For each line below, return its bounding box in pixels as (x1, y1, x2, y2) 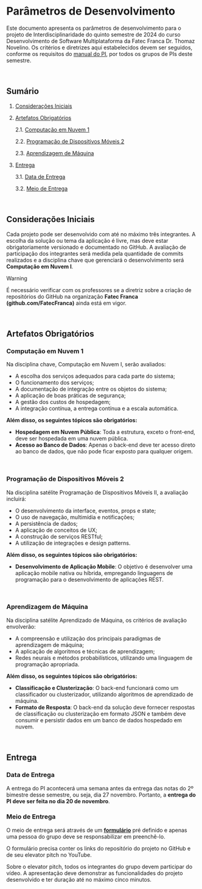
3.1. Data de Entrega (15, 173, 66, 180)
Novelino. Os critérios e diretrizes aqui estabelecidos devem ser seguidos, (6, 44, 193, 51)
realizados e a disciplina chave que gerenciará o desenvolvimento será (6, 256, 184, 263)
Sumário (6, 86, 40, 97)
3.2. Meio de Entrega (15, 184, 68, 192)
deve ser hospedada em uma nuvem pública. (15, 435, 128, 442)
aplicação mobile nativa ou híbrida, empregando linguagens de (15, 569, 173, 576)
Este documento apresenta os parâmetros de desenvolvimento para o (6, 24, 181, 32)
